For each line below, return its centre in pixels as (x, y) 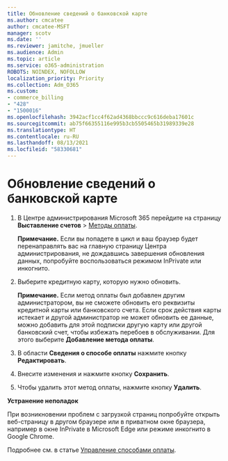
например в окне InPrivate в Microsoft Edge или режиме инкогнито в (109, 429)
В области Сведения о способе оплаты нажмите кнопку (102, 353)
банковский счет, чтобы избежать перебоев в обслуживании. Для (116, 332)
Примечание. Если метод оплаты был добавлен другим (101, 295)
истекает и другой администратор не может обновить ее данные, (115, 317)
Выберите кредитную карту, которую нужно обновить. (99, 282)
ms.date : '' (24, 40)
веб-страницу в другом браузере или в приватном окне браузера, (106, 421)
